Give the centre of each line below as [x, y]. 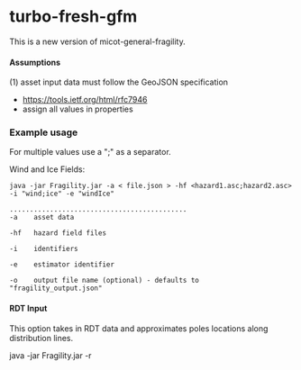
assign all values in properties [78, 109]
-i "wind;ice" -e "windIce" [62, 194]
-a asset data [42, 218]
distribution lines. [41, 338]
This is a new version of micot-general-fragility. [98, 41]
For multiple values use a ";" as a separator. [90, 152]
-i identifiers [44, 249]
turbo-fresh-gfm [73, 17]
